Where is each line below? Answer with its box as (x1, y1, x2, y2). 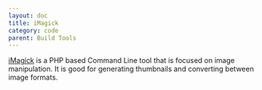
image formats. (8, 72, 58, 82)
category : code (8, 26, 59, 34)
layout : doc (8, 11, 48, 20)
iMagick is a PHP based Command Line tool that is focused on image (8, 56, 236, 65)
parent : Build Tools (8, 33, 77, 42)
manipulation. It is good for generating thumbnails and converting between (8, 65, 254, 74)
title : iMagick (8, 19, 59, 27)
